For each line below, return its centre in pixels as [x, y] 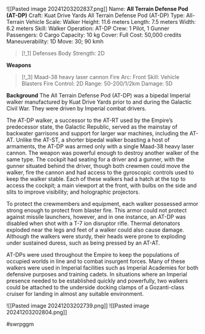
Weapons [19, 65]
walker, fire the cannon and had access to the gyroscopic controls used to [100, 172]
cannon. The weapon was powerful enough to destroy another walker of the [103, 153]
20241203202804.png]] [37, 312]
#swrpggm [20, 324]
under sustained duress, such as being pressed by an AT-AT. [83, 243]
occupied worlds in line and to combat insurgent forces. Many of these [96, 261]
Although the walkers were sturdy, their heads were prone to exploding [96, 236]
